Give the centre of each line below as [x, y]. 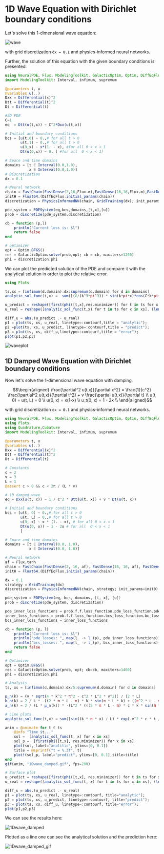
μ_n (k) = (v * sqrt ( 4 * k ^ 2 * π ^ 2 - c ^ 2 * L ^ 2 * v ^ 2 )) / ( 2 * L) [73, 696]
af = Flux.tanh [20, 562]
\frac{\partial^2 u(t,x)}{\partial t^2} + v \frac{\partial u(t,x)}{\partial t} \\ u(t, [82, 395]
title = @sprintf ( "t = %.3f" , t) [48, 750]
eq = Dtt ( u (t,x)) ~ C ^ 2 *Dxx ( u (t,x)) [43, 125]
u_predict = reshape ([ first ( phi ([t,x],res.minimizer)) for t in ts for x [82, 305]
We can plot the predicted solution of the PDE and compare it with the [75, 268]
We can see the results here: [34, 818]
